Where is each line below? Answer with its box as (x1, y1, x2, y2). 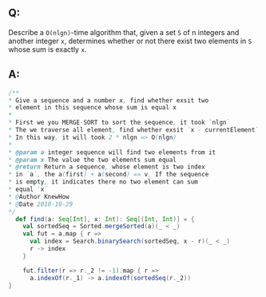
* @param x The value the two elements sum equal (8, 156, 177, 164)
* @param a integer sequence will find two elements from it (8, 148, 216, 156)
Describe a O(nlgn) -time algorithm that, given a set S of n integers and (8, 27, 240, 37)
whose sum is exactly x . (8, 44, 87, 54)
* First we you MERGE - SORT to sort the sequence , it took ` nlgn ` (8, 119, 230, 127)
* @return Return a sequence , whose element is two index (8, 163, 205, 171)
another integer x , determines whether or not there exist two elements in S (8, 36, 252, 46)
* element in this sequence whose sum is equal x (8, 104, 177, 112)
